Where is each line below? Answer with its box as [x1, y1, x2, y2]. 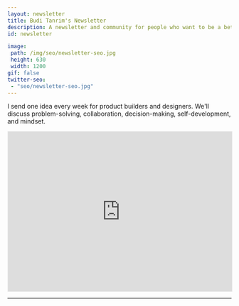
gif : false [7, 69, 40, 77]
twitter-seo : [7, 76, 46, 83]
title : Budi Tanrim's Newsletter [7, 17, 107, 24]
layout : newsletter [7, 10, 65, 18]
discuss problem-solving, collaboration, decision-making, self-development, [7, 109, 231, 118]
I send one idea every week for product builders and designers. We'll [7, 102, 210, 111]
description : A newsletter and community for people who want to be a [7, 23, 221, 31]
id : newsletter [7, 30, 53, 38]
